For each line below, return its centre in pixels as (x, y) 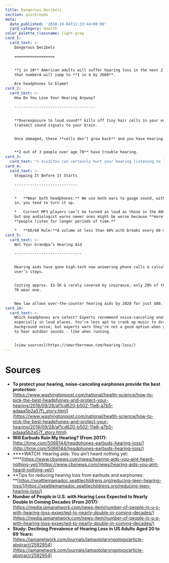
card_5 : (13, 235)
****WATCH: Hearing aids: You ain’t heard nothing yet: (70, 454)
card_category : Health (33, 29)
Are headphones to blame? (41, 84)
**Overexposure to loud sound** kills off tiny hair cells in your (86, 120)
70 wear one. (28, 290)
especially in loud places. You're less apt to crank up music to (85, 322)
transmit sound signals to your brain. (56, 125)
